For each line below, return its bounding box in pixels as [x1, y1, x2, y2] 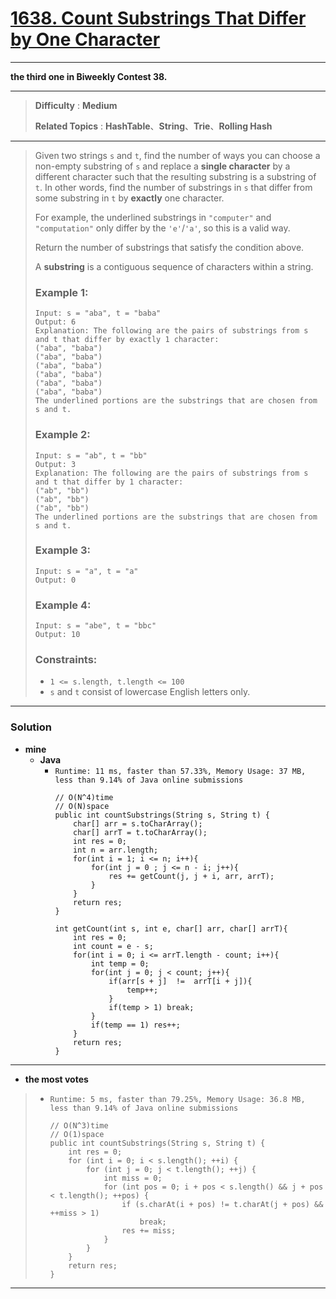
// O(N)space [54, 801, 110, 811]
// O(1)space [49, 1129, 105, 1139]
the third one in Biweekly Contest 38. [10, 70, 168, 82]
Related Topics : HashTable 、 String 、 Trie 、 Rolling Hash [34, 120, 273, 132]
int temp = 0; [90, 958, 150, 969]
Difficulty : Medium [34, 99, 118, 111]
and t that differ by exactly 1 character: [34, 335, 220, 345]
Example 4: [34, 598, 92, 612]
